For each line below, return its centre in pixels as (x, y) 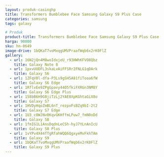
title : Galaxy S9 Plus (37, 147)
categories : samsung (26, 19)
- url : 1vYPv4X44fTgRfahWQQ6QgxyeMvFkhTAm (54, 133)
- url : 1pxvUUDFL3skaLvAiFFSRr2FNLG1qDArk (54, 69)
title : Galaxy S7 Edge (37, 111)
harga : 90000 (18, 42)
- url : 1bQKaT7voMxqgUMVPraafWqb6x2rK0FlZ (54, 143)
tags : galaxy (18, 23)
